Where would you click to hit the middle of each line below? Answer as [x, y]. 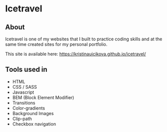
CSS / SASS [25, 87]
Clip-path [22, 119]
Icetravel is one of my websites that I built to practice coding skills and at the [84, 39]
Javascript [23, 92]
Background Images [33, 113]
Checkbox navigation [34, 124]
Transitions [24, 103]
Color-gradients [29, 108]
